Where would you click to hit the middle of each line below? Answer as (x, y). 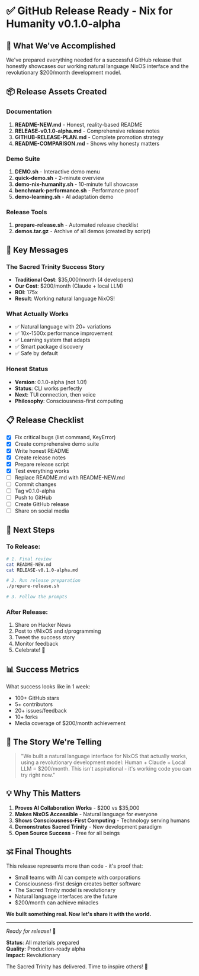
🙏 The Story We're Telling (54, 742)
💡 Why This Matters (44, 793)
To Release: (23, 547)
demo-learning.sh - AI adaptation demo (64, 197)
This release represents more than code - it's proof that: (75, 866)
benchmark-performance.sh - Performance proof (77, 190)
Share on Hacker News (43, 625)
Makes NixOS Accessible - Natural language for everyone (86, 814)
